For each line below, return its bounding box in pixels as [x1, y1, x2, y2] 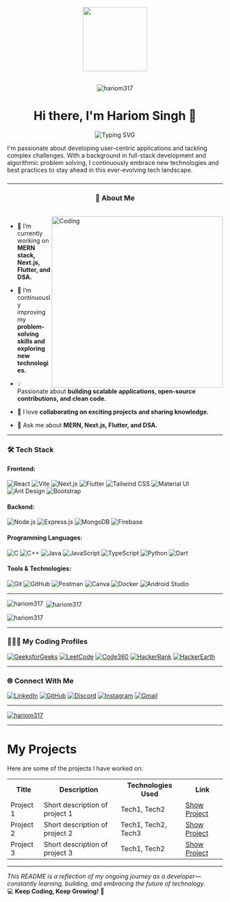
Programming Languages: [7, 534, 83, 542]
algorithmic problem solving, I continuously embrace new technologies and [7, 158, 219, 166]
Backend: [7, 503, 35, 511]
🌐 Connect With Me [7, 676, 74, 686]
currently [16, 229, 43, 238]
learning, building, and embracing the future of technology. [38, 879, 205, 888]
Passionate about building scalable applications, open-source [16, 387, 196, 396]
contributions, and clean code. [16, 394, 107, 403]
